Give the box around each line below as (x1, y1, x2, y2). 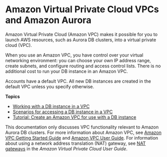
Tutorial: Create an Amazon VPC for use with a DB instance (12, 114, 137, 120)
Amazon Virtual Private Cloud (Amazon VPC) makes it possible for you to (5, 31, 158, 37)
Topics (5, 93, 20, 99)
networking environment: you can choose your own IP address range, (5, 57, 151, 63)
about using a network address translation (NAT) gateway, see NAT (5, 140, 146, 146)
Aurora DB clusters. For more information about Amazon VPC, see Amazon (5, 129, 162, 136)
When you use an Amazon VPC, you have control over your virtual (5, 52, 144, 58)
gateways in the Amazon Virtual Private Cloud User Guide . (5, 145, 128, 151)
